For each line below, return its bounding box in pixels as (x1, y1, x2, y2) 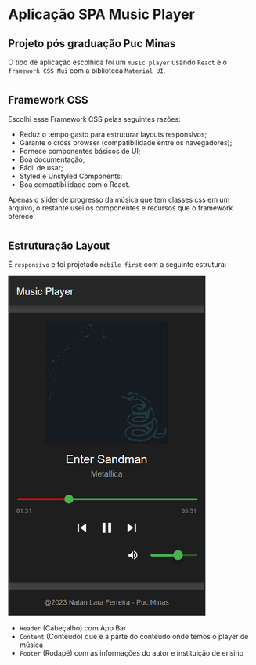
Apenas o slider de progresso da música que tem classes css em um (8, 195, 230, 204)
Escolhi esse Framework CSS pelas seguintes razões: (8, 114, 182, 123)
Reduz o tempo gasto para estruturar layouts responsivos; (19, 130, 207, 139)
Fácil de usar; (19, 163, 63, 172)
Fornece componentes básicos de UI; (19, 146, 141, 155)
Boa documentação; (19, 155, 85, 164)
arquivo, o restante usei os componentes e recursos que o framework (8, 203, 233, 213)
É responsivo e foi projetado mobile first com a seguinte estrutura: (8, 260, 227, 269)
